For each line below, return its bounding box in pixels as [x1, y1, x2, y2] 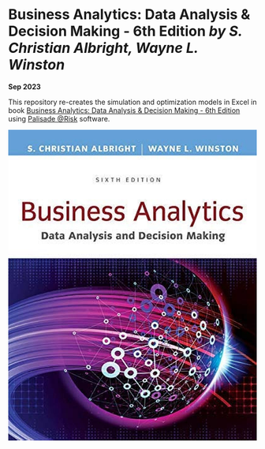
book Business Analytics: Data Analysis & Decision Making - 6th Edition [8, 105, 241, 115]
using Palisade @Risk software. [8, 114, 110, 123]
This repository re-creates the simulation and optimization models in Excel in [8, 97, 257, 107]
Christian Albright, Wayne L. [8, 39, 199, 57]
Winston [8, 56, 65, 74]
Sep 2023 [8, 81, 41, 92]
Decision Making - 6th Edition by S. [8, 22, 243, 40]
